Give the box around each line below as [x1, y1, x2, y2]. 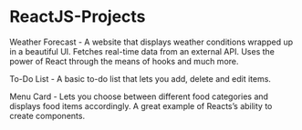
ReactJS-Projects [9, 6, 146, 27]
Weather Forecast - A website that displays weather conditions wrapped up [9, 36, 294, 47]
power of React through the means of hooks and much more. [9, 55, 239, 66]
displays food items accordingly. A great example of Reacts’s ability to [9, 100, 273, 111]
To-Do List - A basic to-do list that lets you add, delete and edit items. [9, 73, 272, 84]
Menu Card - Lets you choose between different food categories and [9, 91, 269, 102]
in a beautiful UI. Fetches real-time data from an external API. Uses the [9, 45, 276, 56]
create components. [9, 110, 85, 121]
